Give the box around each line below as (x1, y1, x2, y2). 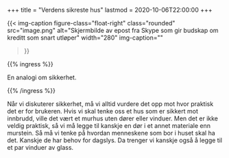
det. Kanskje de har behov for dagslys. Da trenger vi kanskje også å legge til (7, 136, 223, 144)
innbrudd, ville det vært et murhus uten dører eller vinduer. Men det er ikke (7, 114, 218, 122)
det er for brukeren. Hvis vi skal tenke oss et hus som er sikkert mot (7, 107, 199, 115)
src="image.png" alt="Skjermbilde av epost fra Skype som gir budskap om (7, 27, 219, 34)
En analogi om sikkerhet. (7, 73, 77, 81)
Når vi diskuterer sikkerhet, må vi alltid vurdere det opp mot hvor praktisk (7, 100, 214, 108)
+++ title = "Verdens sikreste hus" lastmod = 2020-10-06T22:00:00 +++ (7, 6, 213, 14)
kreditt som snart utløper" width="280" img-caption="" (7, 34, 163, 42)
